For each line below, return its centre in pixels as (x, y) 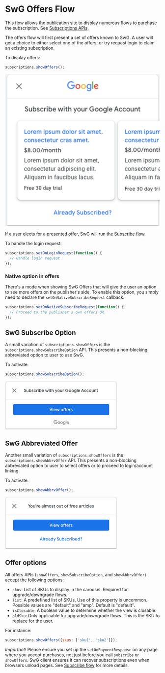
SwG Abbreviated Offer (41, 443)
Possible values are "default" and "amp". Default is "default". (73, 605)
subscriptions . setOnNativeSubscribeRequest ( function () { (65, 307)
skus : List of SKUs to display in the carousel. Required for (70, 589)
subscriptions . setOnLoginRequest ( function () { (54, 253)
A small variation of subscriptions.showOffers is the (58, 345)
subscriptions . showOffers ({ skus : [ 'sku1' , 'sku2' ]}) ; (61, 640)
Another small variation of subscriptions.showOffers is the (64, 455)
